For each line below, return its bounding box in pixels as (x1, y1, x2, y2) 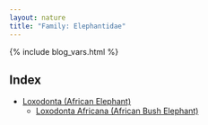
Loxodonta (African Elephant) (22, 96, 132, 107)
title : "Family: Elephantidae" (9, 22, 126, 31)
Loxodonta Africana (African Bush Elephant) (35, 105, 199, 117)
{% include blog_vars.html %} (9, 46, 119, 57)
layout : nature (9, 13, 66, 22)
